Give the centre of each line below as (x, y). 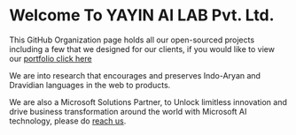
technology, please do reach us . (68, 121)
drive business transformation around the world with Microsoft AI (128, 111)
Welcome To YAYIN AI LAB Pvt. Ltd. (142, 15)
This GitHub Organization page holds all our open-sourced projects (132, 40)
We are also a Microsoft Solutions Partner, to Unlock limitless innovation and (148, 101)
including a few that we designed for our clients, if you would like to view (142, 49)
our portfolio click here (51, 58)
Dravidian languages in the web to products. (90, 85)
